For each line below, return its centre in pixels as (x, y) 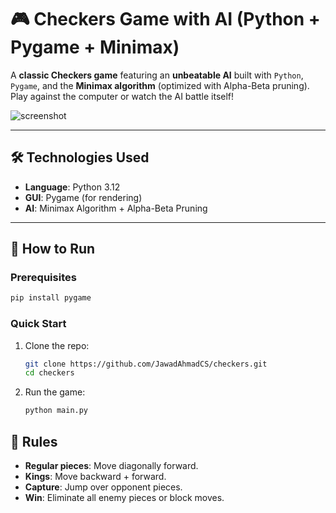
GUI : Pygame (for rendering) (83, 197)
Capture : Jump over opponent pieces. (103, 487)
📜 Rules (34, 441)
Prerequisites (43, 278)
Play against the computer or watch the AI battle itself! (122, 96)
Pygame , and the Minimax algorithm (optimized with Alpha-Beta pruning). (160, 85)
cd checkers (49, 373)
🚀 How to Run (53, 249)
